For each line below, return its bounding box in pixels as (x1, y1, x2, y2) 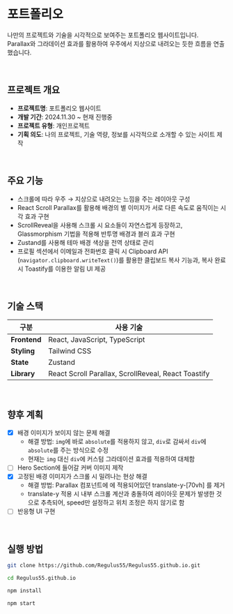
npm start (7, 599, 36, 607)
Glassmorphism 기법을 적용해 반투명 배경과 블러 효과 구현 (17, 230, 175, 238)
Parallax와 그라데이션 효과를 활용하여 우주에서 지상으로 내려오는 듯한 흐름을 (7, 39, 212, 47)
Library (10, 369, 35, 379)
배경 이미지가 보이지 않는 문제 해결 (17, 428, 111, 437)
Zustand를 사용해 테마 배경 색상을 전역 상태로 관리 (17, 238, 154, 246)
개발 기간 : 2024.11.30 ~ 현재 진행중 (17, 112, 113, 121)
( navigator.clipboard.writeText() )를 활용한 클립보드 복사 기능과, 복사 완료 (17, 255, 226, 264)
